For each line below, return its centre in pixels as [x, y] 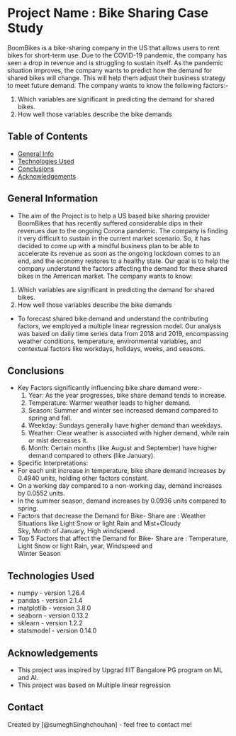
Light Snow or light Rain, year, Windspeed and [85, 546]
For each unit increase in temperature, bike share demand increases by [122, 471]
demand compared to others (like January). [92, 456]
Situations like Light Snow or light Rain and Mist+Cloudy [99, 523]
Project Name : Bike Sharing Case [108, 13]
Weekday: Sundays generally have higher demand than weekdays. [125, 425]
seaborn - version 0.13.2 [53, 615]
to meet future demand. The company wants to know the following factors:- [118, 85]
